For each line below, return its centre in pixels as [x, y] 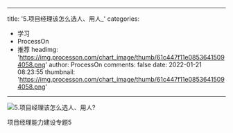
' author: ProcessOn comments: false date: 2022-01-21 [123, 64]
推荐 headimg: [38, 50]
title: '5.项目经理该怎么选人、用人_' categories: [74, 19]
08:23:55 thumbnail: [46, 72]
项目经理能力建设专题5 [40, 122]
